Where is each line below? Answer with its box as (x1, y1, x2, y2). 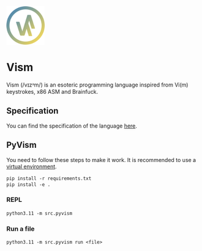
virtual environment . (6, 163, 57, 170)
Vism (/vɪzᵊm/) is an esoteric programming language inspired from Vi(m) (6, 81, 189, 88)
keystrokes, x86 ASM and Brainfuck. (6, 88, 99, 95)
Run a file (6, 224, 35, 233)
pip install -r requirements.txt (6, 175, 92, 182)
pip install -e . (6, 181, 51, 188)
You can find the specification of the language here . (6, 122, 138, 129)
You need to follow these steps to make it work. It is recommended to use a (6, 156, 196, 163)
